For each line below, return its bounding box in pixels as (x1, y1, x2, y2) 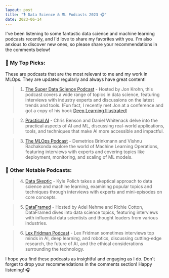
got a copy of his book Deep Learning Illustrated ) (25, 107, 128, 114)
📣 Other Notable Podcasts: (5, 166, 72, 173)
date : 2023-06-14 (5, 17, 42, 22)
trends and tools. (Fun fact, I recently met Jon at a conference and (25, 102, 163, 108)
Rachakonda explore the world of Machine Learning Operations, (25, 143, 159, 149)
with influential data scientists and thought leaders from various (25, 214, 158, 220)
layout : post (5, 7, 33, 13)
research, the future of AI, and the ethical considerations (25, 241, 143, 247)
